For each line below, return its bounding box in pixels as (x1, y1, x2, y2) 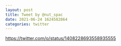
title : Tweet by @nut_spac (5, 12, 63, 17)
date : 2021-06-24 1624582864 (5, 17, 68, 22)
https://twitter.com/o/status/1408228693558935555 (5, 35, 116, 41)
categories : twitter (5, 21, 50, 27)
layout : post (5, 7, 33, 13)
